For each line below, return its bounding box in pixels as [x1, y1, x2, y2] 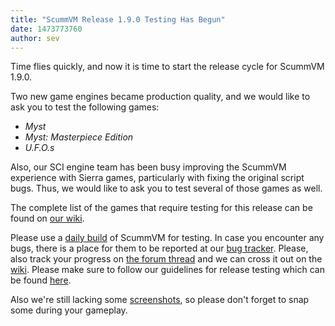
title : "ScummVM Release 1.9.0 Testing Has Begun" [10, 14, 226, 25]
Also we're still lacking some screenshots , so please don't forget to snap [10, 294, 310, 306]
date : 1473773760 [10, 24, 83, 34]
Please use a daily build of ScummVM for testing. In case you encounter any [10, 232, 325, 244]
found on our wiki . [10, 212, 85, 225]
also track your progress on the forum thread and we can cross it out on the [10, 253, 323, 265]
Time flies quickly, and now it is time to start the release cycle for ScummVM [10, 61, 325, 73]
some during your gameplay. [10, 304, 128, 316]
